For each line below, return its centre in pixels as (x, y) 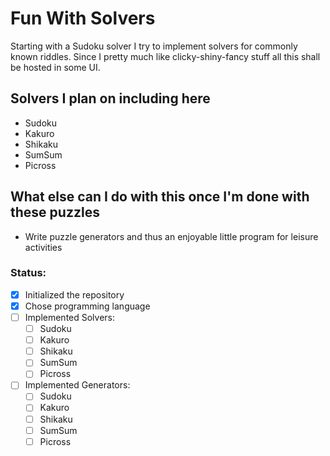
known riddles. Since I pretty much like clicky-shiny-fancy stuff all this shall (165, 56)
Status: (28, 273)
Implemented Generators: (77, 385)
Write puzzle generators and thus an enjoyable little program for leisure (171, 236)
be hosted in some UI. (55, 67)
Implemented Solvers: (70, 317)
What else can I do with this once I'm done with (160, 197)
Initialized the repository (74, 294)
